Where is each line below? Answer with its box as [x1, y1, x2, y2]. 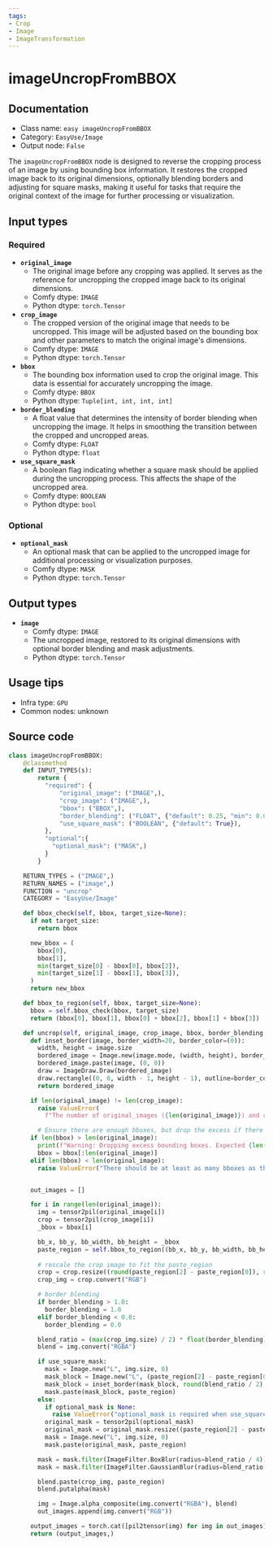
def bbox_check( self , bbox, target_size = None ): [23, 909, 187, 917]
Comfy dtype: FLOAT [32, 438, 99, 448]
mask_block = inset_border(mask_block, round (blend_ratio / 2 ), [44, 1380, 267, 1388]
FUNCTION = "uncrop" [23, 887, 93, 895]
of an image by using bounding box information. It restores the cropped [8, 165, 248, 175]
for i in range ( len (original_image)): [29, 1200, 162, 1208]
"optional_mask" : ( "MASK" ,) [51, 843, 148, 851]
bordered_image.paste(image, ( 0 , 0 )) [37, 1059, 165, 1068]
